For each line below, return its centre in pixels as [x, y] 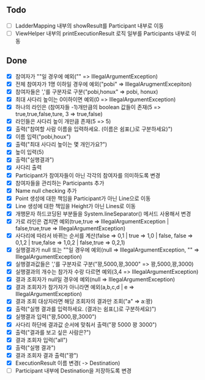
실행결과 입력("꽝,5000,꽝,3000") [56, 317]
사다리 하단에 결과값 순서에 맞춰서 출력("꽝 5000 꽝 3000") [86, 324]
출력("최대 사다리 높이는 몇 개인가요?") [61, 144]
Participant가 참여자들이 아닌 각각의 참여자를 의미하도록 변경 [88, 175]
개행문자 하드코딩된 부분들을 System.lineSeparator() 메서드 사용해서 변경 [103, 214]
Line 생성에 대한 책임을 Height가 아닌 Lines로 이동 [75, 206]
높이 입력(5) [29, 152]
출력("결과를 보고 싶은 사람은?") [53, 332]
